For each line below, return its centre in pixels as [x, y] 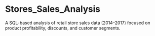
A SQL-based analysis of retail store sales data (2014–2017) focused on [78, 23]
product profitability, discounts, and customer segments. [63, 28]
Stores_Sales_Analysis [53, 9]
